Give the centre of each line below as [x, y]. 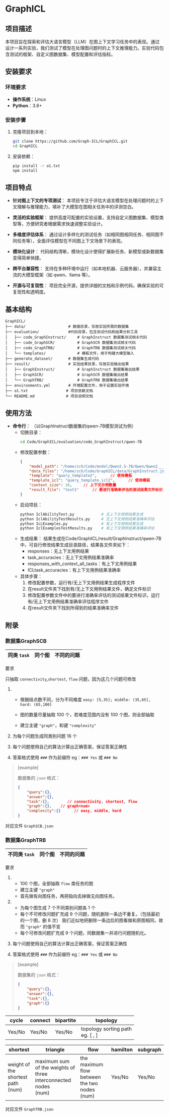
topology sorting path [107, 1029]
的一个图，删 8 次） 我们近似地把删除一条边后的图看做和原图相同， [90, 920]
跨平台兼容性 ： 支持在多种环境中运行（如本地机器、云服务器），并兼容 [85, 269]
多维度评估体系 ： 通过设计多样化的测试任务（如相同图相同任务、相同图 [86, 234]
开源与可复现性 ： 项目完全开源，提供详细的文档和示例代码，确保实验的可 [88, 286]
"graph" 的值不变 [43, 927]
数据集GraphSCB [26, 641]
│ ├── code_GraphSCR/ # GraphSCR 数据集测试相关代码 [70, 343]
